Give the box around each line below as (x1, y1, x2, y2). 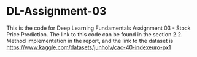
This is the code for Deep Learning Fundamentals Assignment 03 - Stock (6, 24, 191, 32)
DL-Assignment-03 (6, 4, 107, 18)
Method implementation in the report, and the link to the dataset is (6, 37, 174, 44)
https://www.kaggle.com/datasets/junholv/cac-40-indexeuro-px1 (6, 44, 171, 51)
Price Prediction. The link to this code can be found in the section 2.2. (6, 30, 183, 38)
